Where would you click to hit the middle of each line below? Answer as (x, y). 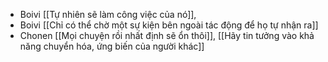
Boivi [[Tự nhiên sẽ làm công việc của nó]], (108, 14)
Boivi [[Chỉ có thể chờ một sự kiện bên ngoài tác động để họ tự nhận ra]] (169, 25)
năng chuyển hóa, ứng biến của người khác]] (112, 46)
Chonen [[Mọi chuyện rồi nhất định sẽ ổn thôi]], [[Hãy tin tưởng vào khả (167, 35)
